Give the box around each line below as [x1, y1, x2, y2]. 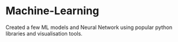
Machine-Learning [5, 4, 99, 18]
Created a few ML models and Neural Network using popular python [5, 24, 173, 31]
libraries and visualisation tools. [5, 30, 82, 37]
